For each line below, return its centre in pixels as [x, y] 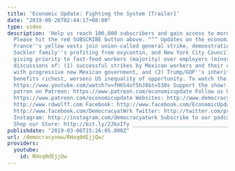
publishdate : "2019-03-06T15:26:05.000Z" [69, 131]
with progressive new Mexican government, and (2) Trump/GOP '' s [109, 72]
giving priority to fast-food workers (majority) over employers [111, 59]
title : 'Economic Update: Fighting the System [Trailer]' [93, 14]
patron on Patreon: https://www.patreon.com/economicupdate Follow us [119, 91]
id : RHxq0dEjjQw [44, 157]
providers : [23, 144]
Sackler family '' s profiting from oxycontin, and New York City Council [122, 53]
